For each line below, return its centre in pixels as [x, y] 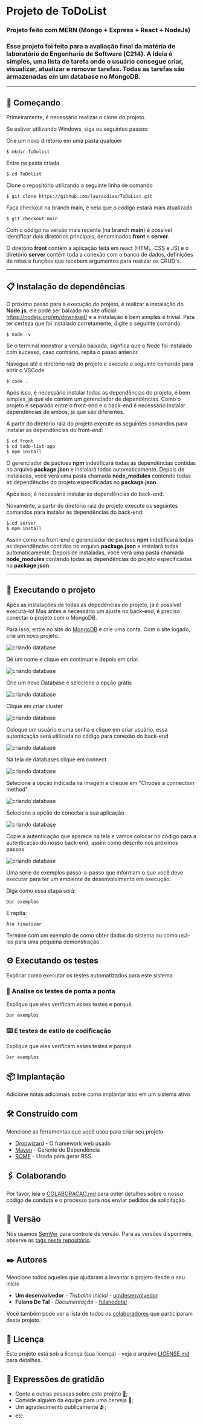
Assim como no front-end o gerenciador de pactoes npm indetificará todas [100, 540]
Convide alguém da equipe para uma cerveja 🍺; [74, 1400]
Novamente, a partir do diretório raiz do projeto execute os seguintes [92, 506]
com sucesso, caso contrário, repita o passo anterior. [72, 352]
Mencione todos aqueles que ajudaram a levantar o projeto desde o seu [96, 1278]
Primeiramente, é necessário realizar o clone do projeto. [76, 117]
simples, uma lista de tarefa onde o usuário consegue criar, [95, 62]
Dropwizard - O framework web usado [63, 1143]
